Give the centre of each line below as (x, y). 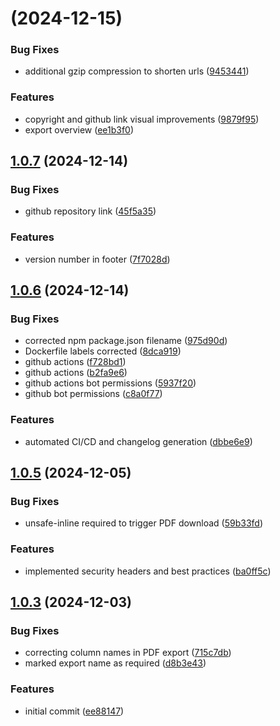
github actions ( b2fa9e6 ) (76, 373)
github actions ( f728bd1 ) (75, 362)
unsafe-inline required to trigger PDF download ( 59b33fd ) (144, 523)
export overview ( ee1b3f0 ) (79, 129)
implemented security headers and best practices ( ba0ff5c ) (148, 571)
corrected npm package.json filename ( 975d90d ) (126, 341)
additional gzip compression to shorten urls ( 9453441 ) (137, 71)
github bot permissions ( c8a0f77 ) (93, 394)
